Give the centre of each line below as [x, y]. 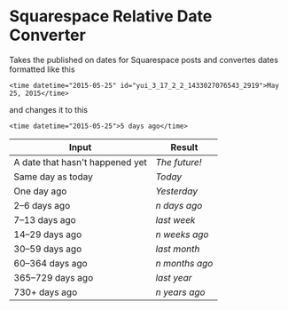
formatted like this [42, 69]
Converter [47, 35]
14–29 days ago [48, 234]
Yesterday [176, 191]
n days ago [179, 205]
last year [174, 277]
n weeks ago [182, 234]
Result [184, 147]
